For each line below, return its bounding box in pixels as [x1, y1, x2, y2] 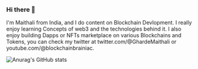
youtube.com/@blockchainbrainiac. [6, 44, 94, 52]
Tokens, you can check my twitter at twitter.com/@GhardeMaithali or [6, 38, 177, 46]
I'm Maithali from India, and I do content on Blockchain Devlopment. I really [6, 19, 193, 26]
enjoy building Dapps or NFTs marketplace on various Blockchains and [6, 32, 182, 39]
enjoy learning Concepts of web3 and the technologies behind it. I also [6, 25, 182, 32]
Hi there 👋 [6, 5, 36, 14]
